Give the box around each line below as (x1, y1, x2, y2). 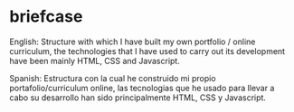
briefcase (9, 6, 83, 27)
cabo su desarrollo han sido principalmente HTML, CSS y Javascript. (9, 92, 267, 103)
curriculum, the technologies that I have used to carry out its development (9, 45, 286, 56)
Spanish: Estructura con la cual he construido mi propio (9, 72, 216, 83)
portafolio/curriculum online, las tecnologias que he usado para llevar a (9, 82, 275, 93)
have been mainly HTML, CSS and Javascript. (9, 55, 181, 66)
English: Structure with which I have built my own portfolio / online (9, 36, 256, 47)
